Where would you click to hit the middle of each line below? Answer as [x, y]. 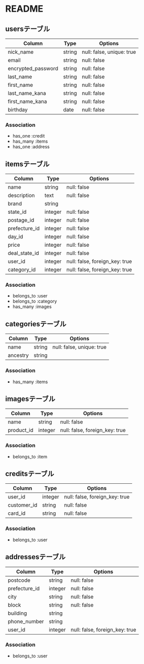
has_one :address [31, 147]
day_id [15, 237]
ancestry [18, 355]
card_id [17, 513]
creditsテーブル [30, 474]
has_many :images [32, 307]
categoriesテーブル [36, 324]
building [17, 613]
